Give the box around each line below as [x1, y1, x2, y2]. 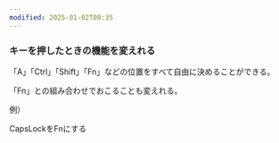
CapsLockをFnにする [9, 122, 87, 134]
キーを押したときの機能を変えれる [9, 44, 156, 56]
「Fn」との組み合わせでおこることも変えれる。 [9, 85, 183, 96]
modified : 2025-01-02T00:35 [9, 13, 114, 22]
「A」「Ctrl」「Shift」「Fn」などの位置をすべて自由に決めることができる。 [9, 66, 275, 77]
